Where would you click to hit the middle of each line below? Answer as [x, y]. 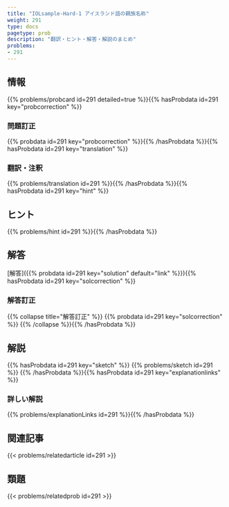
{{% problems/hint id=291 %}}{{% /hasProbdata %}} [82, 232]
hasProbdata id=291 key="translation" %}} [68, 148]
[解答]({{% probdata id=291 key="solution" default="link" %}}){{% [102, 273]
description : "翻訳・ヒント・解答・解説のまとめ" [72, 40]
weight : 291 [24, 20]
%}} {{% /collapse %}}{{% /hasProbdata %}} [72, 325]
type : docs [23, 26]
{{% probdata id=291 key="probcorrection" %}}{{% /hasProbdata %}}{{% [113, 141]
